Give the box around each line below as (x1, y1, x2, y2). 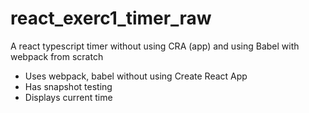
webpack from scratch (10, 50, 104, 62)
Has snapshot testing (24, 80, 113, 92)
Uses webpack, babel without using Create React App (24, 70, 248, 82)
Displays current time (24, 91, 113, 103)
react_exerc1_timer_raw (10, 7, 212, 30)
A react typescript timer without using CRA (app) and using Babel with (10, 40, 300, 52)
